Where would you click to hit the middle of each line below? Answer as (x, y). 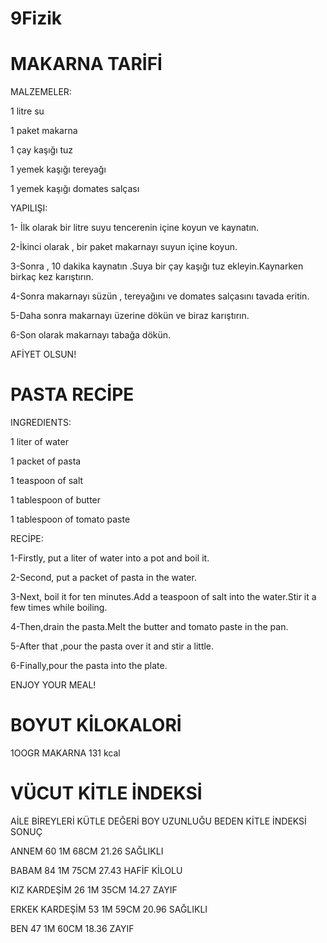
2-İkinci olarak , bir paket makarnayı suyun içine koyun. (124, 247)
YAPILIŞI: (29, 208)
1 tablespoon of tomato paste (70, 519)
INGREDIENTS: (41, 423)
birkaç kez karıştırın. (52, 277)
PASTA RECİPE (72, 394)
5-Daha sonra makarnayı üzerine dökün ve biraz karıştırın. (130, 316)
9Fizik (36, 18)
